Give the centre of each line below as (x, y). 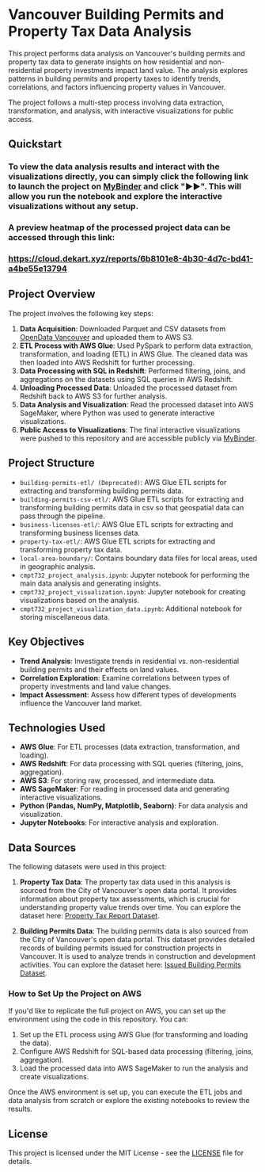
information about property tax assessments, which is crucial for (125, 899)
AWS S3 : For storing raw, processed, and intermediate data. (117, 781)
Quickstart (35, 144)
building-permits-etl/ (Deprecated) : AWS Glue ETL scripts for (123, 482)
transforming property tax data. (71, 549)
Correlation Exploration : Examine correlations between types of (125, 678)
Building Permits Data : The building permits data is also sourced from (134, 931)
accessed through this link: (62, 238)
